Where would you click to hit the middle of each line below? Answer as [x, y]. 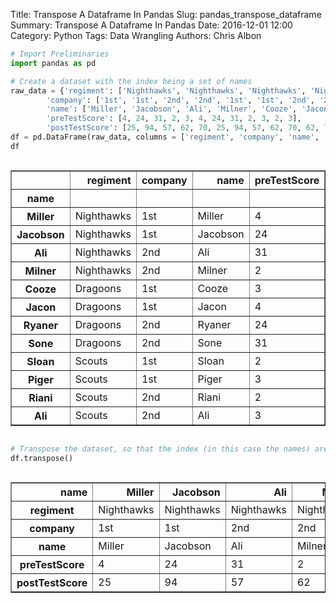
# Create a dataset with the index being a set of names [131, 81]
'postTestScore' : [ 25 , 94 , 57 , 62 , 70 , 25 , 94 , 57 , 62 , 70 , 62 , [183, 128]
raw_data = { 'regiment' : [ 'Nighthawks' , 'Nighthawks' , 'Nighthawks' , [158, 90]
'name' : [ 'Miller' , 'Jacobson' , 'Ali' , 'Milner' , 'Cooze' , [172, 109]
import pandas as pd [53, 63]
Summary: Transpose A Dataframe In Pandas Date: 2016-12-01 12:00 [151, 25]
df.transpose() [42, 458]
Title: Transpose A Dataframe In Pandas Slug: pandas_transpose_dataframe [166, 14]
